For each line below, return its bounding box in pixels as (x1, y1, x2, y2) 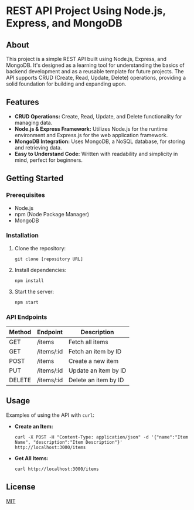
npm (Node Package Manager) (14, 210, 90, 217)
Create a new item (68, 357, 119, 365)
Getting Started (6, 174, 64, 183)
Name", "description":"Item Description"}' (14, 439, 123, 445)
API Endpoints (6, 312, 47, 321)
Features (6, 97, 39, 107)
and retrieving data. (14, 144, 62, 151)
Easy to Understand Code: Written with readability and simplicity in (14, 150, 178, 157)
